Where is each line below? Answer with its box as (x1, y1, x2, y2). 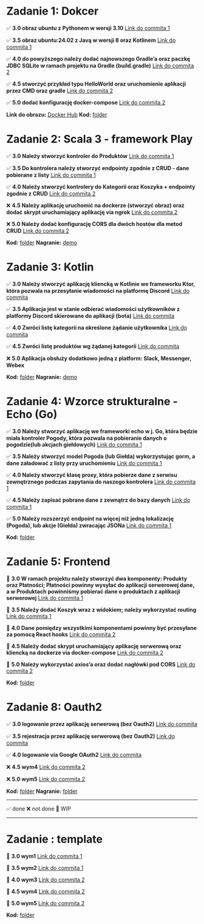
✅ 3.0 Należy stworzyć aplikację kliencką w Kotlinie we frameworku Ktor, (6, 280, 195, 287)
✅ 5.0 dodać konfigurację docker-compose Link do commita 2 (6, 98, 166, 106)
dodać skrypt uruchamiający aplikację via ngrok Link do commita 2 (6, 208, 178, 216)
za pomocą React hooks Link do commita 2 (6, 631, 116, 638)
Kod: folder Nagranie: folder (6, 787, 78, 795)
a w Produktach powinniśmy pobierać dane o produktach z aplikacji (6, 587, 180, 595)
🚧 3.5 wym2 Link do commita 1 (6, 864, 84, 871)
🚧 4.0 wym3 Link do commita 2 (6, 876, 85, 883)
